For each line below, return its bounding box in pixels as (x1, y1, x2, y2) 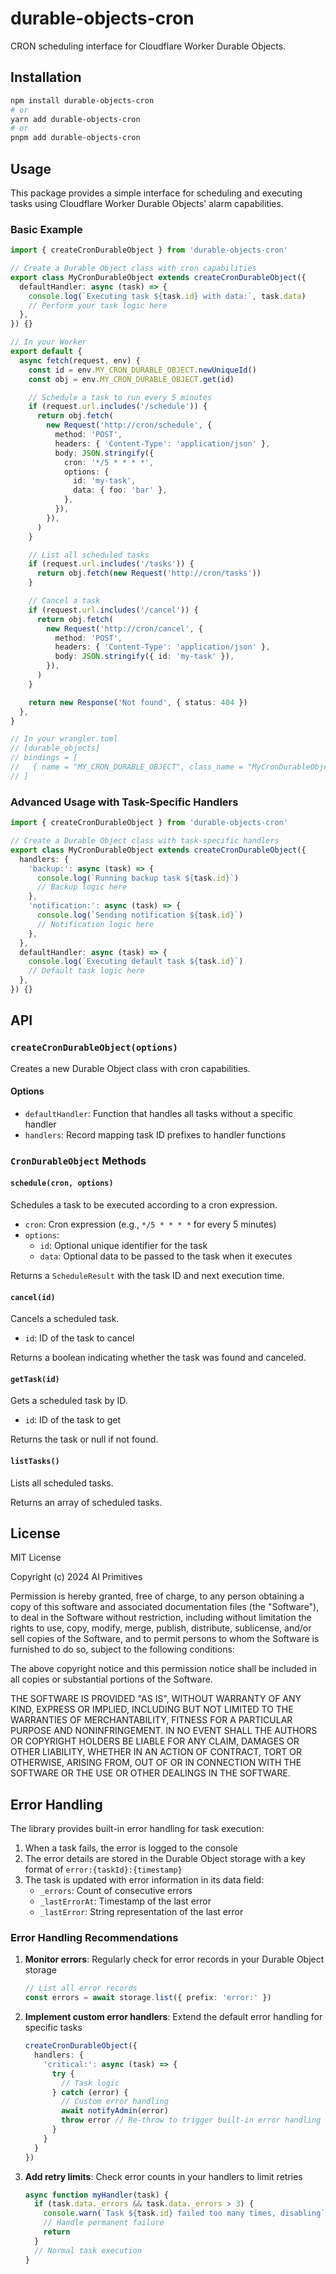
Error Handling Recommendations (10, 1931, 179, 1945)
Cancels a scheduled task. (10, 1313, 120, 1325)
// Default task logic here (28, 966, 145, 976)
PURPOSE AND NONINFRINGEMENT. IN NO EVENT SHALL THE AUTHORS (10, 1725, 318, 1737)
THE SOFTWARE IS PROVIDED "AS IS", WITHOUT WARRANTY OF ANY (10, 1693, 302, 1705)
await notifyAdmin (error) (61, 2106, 169, 2116)
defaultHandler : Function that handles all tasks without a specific (24, 1107, 294, 1119)
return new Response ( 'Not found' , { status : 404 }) (28, 697, 248, 707)
